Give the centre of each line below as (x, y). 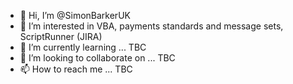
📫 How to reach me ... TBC (76, 69)
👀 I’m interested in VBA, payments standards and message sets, (151, 26)
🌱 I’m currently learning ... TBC (83, 47)
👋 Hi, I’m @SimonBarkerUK (75, 15)
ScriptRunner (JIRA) (61, 36)
